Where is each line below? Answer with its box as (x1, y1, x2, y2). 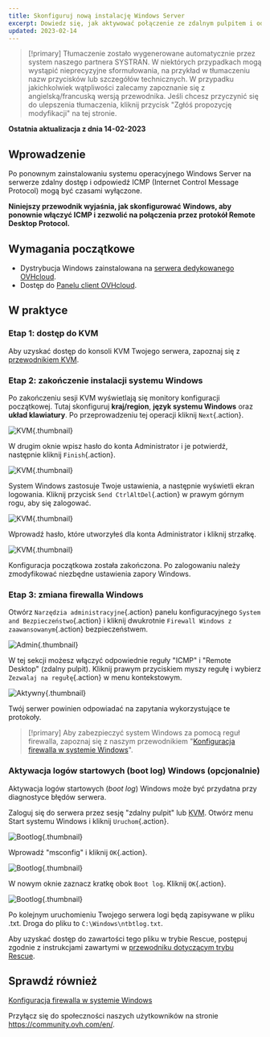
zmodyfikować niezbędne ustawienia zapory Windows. (8, 569, 191, 578)
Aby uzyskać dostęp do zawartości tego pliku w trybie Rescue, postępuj (8, 934, 247, 944)
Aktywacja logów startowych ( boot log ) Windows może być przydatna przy (8, 784, 257, 793)
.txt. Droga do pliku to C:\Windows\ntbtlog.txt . (8, 918, 163, 928)
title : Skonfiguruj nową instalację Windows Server (8, 11, 185, 20)
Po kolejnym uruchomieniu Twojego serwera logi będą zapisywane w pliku (8, 910, 255, 920)
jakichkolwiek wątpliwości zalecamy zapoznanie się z (27, 83, 206, 93)
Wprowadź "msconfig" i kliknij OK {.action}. (8, 847, 148, 857)
